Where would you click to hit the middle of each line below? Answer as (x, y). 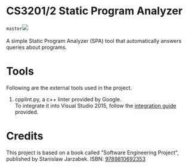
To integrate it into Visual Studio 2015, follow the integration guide (95, 105)
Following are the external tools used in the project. (69, 88)
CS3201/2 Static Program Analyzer (94, 11)
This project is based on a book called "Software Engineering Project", (92, 153)
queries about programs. (37, 47)
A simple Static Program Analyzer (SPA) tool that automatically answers (94, 41)
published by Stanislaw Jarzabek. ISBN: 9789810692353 (76, 158)
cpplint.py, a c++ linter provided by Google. (68, 99)
